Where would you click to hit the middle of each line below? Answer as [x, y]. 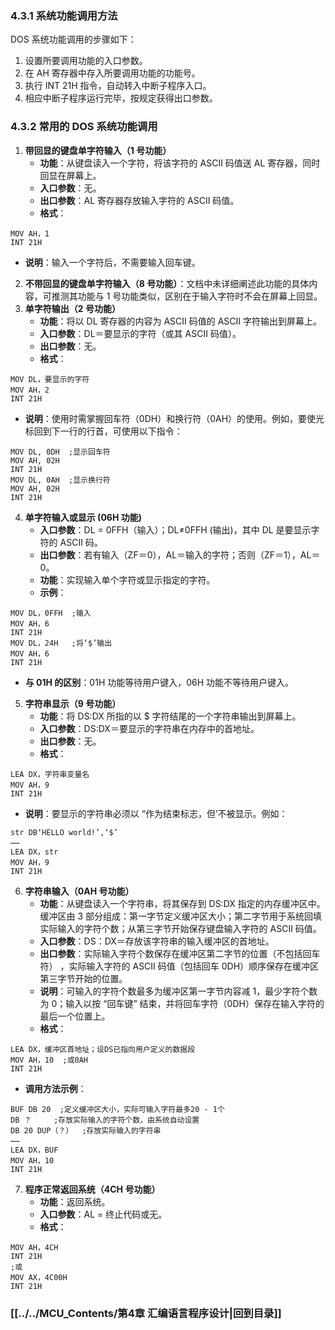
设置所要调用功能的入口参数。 [86, 61]
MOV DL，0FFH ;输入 [51, 613]
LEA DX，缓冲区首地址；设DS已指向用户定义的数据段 [103, 1049]
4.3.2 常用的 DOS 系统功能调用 [84, 127]
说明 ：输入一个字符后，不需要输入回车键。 [112, 262]
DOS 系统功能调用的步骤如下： [73, 39]
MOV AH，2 [30, 390]
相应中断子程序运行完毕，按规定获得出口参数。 [121, 98]
